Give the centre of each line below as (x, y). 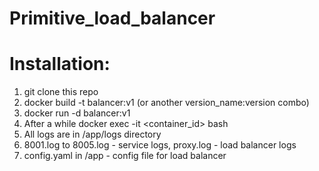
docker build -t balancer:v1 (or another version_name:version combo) (166, 103)
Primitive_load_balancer (112, 18)
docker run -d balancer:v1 (77, 113)
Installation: (60, 64)
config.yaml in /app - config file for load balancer (125, 156)
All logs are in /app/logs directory (92, 134)
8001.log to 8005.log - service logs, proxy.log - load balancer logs (160, 145)
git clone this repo (61, 92)
